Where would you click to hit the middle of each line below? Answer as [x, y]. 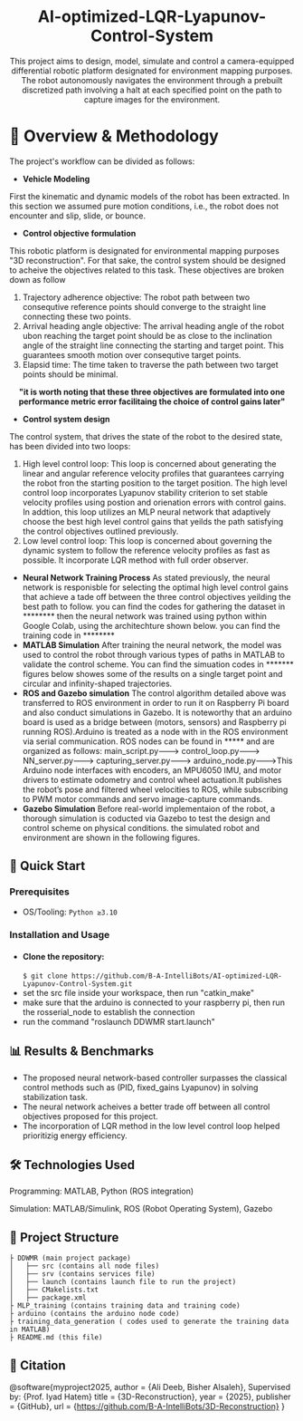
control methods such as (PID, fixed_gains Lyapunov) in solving [140, 1087]
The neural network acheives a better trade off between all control [146, 1107]
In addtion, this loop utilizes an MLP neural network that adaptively [147, 512]
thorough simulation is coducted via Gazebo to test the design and [147, 818]
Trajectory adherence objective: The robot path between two [136, 297]
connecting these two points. [76, 316]
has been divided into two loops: [70, 446]
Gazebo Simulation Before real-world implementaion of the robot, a [149, 808]
